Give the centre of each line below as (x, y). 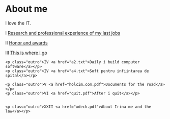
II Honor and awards (26, 43)
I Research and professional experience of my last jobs (63, 33)
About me (26, 9)
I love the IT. (18, 23)
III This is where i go (26, 53)
